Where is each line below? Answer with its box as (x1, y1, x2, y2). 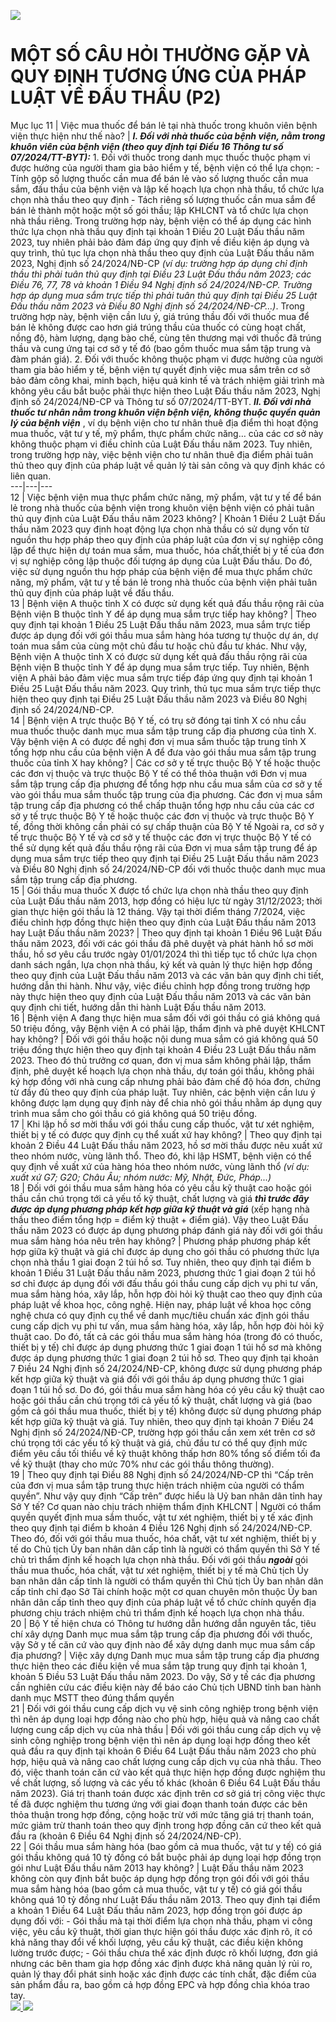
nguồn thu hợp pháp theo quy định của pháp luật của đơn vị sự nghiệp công (10, 533, 324, 545)
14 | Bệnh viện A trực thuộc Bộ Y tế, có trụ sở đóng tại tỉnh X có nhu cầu (10, 714, 307, 726)
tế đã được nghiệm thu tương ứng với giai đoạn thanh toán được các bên (10, 1798, 308, 1810)
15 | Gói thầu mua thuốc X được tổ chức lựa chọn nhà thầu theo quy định (10, 884, 309, 896)
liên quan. (10, 470, 52, 482)
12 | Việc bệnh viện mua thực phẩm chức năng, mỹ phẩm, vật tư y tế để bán (10, 491, 322, 503)
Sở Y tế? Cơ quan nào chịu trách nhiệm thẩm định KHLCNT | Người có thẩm (10, 1500, 322, 1512)
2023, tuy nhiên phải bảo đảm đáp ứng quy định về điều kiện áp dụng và (10, 236, 310, 248)
